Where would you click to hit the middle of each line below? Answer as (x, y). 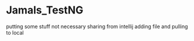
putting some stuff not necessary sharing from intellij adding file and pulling (97, 26)
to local (15, 32)
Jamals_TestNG (45, 10)
